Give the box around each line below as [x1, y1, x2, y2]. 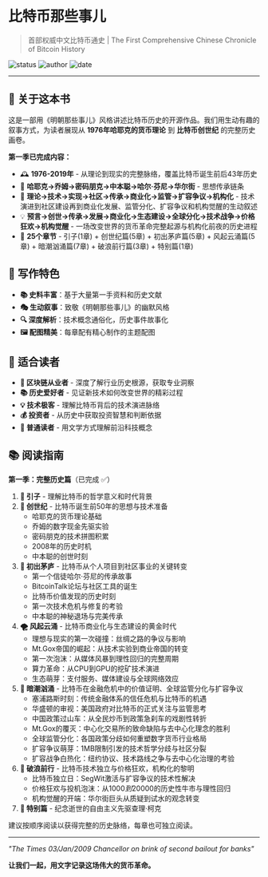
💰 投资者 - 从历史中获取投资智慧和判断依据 [19, 411, 162, 420]
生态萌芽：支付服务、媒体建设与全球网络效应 [31, 674, 179, 684]
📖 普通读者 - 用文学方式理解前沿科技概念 [19, 423, 153, 432]
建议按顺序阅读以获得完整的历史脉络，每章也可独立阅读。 [8, 820, 197, 831]
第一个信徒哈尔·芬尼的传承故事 [31, 572, 132, 581]
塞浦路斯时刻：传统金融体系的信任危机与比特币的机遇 [31, 694, 207, 704]
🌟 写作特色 [8, 267, 60, 280]
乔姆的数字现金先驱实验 [31, 522, 109, 531]
